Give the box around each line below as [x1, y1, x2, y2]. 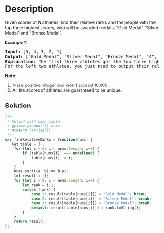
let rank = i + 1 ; [22, 182, 56, 188]
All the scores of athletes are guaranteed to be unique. [12, 87, 122, 93]
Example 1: [5, 39, 28, 45]
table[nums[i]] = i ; [31, 155, 73, 160]
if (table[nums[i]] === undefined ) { [22, 150, 99, 156]
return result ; [14, 219, 45, 224]
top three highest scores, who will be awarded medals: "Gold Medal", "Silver [5, 24, 159, 30]
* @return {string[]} [7, 128, 51, 133]
